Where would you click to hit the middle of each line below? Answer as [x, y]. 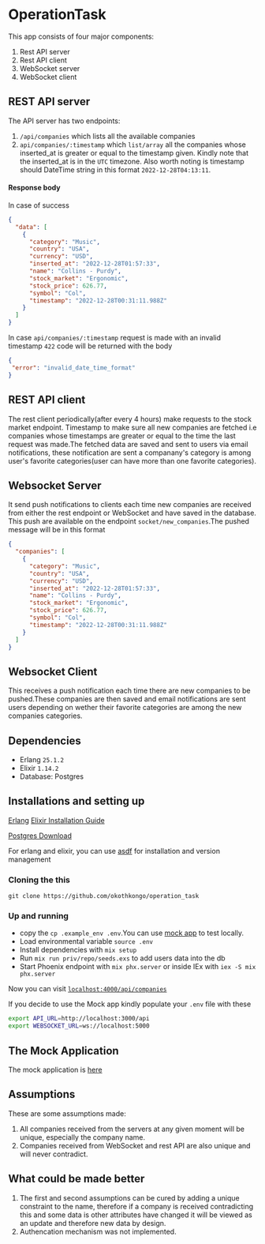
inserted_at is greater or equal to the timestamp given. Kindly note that [134, 152]
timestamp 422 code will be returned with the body [90, 346]
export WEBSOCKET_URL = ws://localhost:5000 [79, 1026]
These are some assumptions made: [67, 1113]
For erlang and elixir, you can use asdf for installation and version [114, 851]
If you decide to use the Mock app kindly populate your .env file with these [130, 1004]
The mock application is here [55, 1070]
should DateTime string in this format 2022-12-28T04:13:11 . [115, 169]
